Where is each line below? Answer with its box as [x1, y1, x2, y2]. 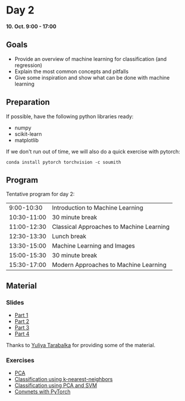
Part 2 [14, 318, 30, 325]
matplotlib [14, 136, 39, 143]
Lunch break [51, 232, 86, 241]
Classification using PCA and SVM [14, 382, 97, 389]
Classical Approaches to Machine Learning [51, 223, 170, 231]
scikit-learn [14, 130, 42, 138]
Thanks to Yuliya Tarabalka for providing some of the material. [6, 342, 156, 349]
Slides [6, 298, 25, 306]
